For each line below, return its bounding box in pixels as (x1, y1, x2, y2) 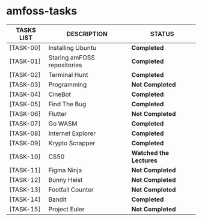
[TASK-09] (9, 139, 41, 147)
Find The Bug (48, 100, 87, 108)
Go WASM (48, 119, 78, 127)
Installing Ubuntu (48, 43, 97, 52)
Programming (48, 80, 87, 88)
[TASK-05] (9, 100, 41, 108)
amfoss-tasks (6, 4, 78, 18)
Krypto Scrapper (48, 139, 96, 147)
